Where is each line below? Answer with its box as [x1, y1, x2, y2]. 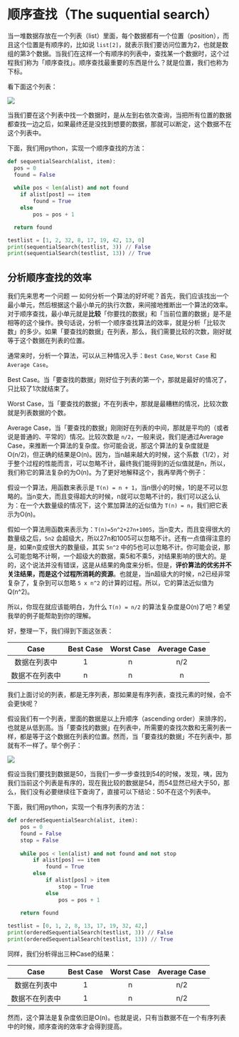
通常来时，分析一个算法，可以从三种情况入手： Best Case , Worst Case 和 [7, 351, 217, 360]
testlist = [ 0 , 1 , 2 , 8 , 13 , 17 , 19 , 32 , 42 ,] [7, 922, 148, 930]
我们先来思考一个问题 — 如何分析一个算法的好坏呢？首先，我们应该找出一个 [7, 292, 229, 300]
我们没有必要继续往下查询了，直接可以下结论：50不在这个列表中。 [19, 788, 215, 796]
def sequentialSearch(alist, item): [7, 158, 116, 165]
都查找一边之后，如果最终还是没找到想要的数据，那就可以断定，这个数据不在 [7, 119, 232, 128]
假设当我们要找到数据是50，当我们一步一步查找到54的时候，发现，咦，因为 [7, 770, 229, 778]
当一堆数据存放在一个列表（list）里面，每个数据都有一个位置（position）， [7, 31, 223, 40]
